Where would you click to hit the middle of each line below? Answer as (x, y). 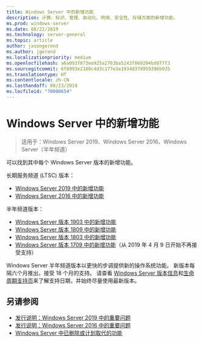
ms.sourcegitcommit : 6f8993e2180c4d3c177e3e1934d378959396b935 (88, 69)
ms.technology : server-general (46, 35)
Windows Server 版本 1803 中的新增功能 (66, 237)
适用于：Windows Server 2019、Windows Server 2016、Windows (104, 142)
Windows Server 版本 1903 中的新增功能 (66, 222)
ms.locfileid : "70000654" (39, 92)
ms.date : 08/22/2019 (33, 29)
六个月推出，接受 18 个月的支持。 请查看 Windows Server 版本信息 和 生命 (103, 273)
